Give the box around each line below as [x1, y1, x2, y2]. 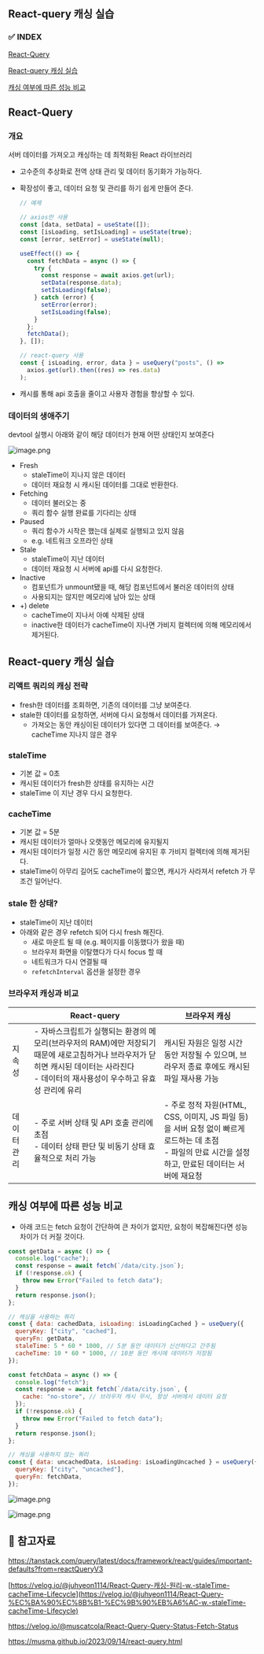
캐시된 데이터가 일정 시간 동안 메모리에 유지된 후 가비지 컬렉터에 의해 [19, 847, 229, 856]
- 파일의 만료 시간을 [163, 1146, 234, 1157]
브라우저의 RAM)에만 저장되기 [51, 1037, 156, 1048]
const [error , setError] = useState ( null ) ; [19, 235, 165, 243]
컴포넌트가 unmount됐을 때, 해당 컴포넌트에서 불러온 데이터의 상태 [31, 581, 234, 592]
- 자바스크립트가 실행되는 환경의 [34, 1025, 147, 1036]
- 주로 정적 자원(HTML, [163, 1099, 247, 1110]
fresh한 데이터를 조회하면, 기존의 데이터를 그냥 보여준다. [19, 700, 192, 710]
